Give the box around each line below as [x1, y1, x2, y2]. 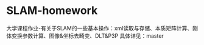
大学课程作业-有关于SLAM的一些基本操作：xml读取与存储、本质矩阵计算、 [6, 24, 193, 32]
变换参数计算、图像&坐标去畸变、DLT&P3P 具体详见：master [11, 32, 164, 40]
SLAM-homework [6, 4, 98, 18]
